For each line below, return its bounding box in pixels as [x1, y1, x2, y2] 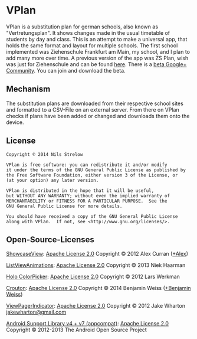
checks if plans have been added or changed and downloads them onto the [6, 112, 190, 119]
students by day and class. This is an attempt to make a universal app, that [6, 35, 188, 43]
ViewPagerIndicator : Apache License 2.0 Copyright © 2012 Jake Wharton [6, 302, 186, 309]
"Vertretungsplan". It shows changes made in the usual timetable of [6, 29, 170, 36]
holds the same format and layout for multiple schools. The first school [6, 42, 178, 49]
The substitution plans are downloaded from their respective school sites [6, 100, 184, 107]
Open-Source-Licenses [6, 234, 94, 245]
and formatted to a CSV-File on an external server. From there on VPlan [6, 106, 179, 113]
